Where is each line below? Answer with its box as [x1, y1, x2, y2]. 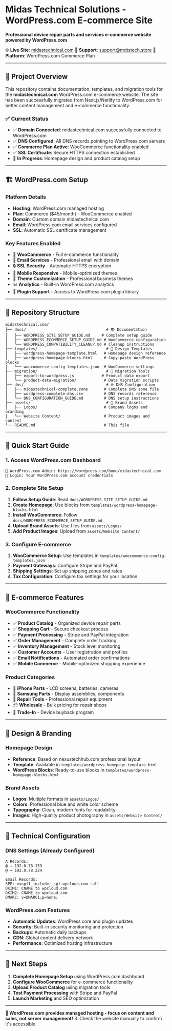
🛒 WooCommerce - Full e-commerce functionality [12, 251, 119, 257]
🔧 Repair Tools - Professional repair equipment [12, 696, 113, 702]
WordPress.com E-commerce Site [5, 14, 153, 26]
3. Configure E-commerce [5, 541, 72, 548]
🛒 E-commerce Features [5, 593, 84, 602]
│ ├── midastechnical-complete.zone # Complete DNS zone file [5, 386, 159, 392]
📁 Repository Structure [5, 308, 80, 317]
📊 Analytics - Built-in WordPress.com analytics [12, 281, 114, 288]
